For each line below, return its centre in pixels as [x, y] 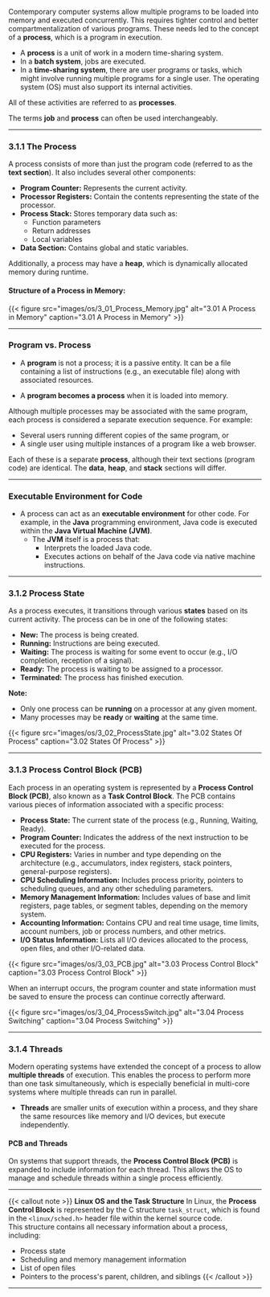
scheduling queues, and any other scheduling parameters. [117, 889]
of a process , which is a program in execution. [85, 37]
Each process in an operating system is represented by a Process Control [131, 787]
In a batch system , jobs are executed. [83, 61]
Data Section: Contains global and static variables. [104, 248]
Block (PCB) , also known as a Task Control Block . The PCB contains [122, 796]
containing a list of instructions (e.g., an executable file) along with [130, 371]
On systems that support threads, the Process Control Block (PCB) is [123, 1161]
